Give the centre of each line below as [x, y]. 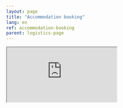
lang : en [17, 22]
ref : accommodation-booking [40, 28]
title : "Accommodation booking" [45, 17]
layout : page [22, 11]
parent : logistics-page [35, 33]
